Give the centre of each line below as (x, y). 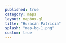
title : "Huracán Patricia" (33, 23)
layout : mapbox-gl (24, 19)
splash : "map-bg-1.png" (30, 28)
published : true (22, 10)
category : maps (21, 14)
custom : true (19, 33)
